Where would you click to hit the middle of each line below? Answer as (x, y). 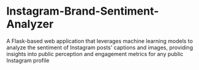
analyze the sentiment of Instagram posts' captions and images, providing (100, 47)
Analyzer (30, 24)
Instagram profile (28, 60)
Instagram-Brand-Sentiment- (83, 11)
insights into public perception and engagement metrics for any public (95, 54)
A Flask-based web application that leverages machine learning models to (99, 41)
